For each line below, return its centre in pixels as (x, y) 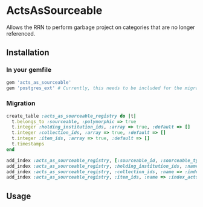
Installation (28, 53)
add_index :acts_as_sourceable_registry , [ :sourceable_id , (82, 161)
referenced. (21, 33)
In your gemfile (29, 70)
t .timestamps (28, 144)
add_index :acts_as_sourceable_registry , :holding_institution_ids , (94, 166)
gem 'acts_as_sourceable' (39, 82)
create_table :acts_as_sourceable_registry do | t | (71, 116)
